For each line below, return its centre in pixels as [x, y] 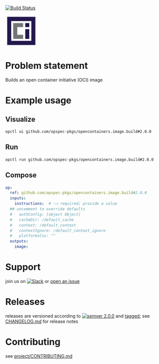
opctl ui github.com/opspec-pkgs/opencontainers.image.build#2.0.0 [78, 132]
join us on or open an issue [43, 281]
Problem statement [47, 66]
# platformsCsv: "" [33, 236]
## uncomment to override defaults [48, 209]
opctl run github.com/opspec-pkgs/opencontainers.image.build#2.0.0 [79, 160]
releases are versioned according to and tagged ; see [78, 316]
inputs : [18, 198]
